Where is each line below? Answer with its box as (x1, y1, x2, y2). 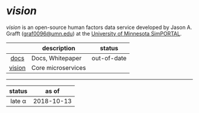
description (42, 44, 76, 52)
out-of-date (91, 54, 127, 62)
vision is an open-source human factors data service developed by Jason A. (6, 24, 192, 31)
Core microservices (31, 63, 86, 72)
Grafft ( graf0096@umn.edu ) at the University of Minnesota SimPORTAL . (6, 30, 182, 37)
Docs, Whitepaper (31, 54, 82, 62)
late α (10, 96, 27, 105)
